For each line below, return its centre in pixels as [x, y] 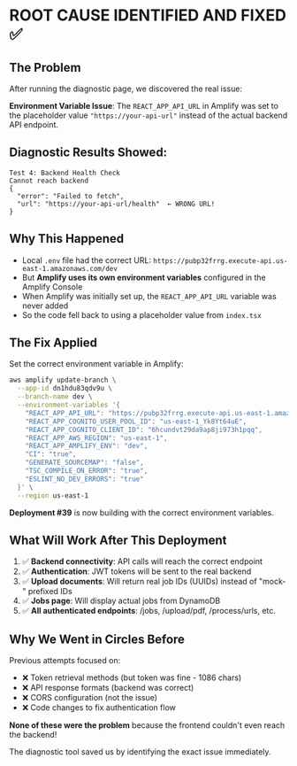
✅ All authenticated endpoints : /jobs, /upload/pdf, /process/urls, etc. [149, 611]
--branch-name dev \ [55, 397]
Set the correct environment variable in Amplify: [96, 364]
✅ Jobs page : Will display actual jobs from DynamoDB [121, 601]
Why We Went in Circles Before [97, 639]
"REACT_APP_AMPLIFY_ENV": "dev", [87, 446]
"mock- [273, 582]
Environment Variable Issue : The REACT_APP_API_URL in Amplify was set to [144, 106]
